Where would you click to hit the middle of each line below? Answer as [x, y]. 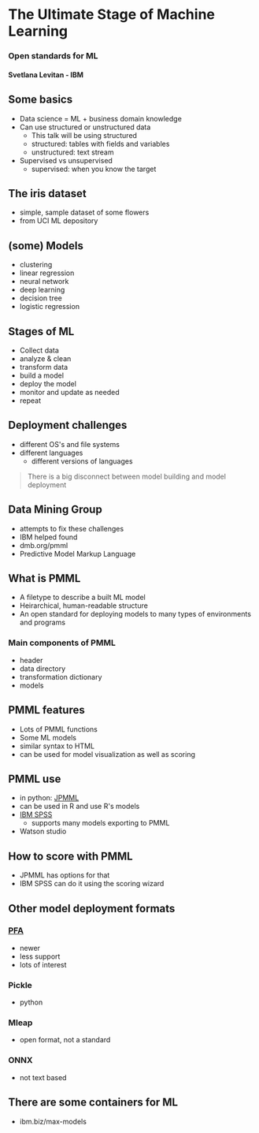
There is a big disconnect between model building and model [127, 476]
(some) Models [46, 246]
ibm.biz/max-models [53, 1121]
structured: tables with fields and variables [100, 143]
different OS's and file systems [70, 444]
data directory [43, 669]
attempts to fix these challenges [72, 528]
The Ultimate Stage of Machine [111, 15]
